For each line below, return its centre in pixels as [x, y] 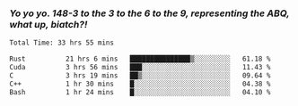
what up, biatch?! [48, 24]
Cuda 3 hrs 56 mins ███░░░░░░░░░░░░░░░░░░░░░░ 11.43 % [140, 68]
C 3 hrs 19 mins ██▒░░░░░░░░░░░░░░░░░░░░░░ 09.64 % [140, 75]
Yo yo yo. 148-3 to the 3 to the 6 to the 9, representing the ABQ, [149, 13]
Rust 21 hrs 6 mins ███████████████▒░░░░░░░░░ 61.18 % [140, 59]
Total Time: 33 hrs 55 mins [62, 43]
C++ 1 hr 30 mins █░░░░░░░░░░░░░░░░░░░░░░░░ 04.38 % [140, 84]
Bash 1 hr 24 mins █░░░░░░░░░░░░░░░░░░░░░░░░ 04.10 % [140, 92]
